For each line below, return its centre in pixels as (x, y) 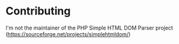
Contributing (38, 11)
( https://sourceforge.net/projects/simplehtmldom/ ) (68, 34)
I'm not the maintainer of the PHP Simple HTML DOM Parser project (89, 28)
